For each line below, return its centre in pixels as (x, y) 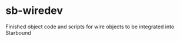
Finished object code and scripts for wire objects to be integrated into (90, 27)
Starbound (19, 32)
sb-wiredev (34, 11)
